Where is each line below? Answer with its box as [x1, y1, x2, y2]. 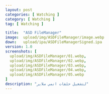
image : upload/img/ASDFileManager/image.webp [5, 35, 104, 40]
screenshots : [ [5, 48, 37, 54]
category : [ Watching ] [5, 16, 55, 21]
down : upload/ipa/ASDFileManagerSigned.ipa [5, 39, 102, 45]
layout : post [5, 7, 33, 12]
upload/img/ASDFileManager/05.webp [10, 72, 84, 77]
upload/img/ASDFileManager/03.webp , [10, 63, 86, 68]
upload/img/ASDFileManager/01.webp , [10, 53, 86, 58]
